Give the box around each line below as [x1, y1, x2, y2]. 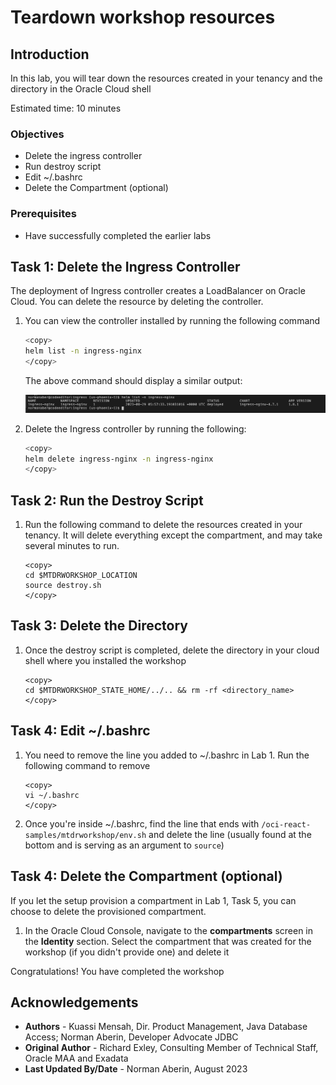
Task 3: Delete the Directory [10, 617, 188, 635]
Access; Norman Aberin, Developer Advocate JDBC [24, 1031, 239, 1043]
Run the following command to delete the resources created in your [24, 519, 303, 531]
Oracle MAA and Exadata [24, 1052, 129, 1065]
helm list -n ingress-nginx [24, 346, 142, 356]
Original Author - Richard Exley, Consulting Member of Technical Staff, [24, 1042, 319, 1054]
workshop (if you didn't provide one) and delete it [24, 946, 230, 958]
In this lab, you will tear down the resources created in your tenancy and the [10, 72, 323, 84]
